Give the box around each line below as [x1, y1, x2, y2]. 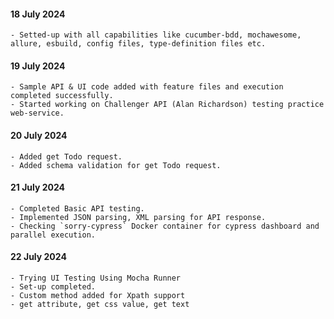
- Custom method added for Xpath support [10, 291, 186, 301]
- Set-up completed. [10, 282, 97, 292]
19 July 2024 [10, 60, 66, 72]
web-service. [10, 108, 65, 119]
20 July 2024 [10, 130, 68, 141]
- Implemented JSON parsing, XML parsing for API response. [10, 212, 267, 222]
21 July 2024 [10, 181, 66, 194]
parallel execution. [10, 230, 97, 240]
